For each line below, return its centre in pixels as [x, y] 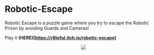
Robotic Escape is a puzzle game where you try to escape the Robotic [77, 23]
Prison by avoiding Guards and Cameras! [47, 28]
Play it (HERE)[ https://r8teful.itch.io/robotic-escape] [60, 38]
